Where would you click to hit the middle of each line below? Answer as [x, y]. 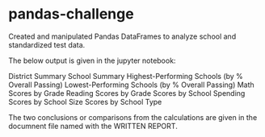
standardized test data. [47, 44]
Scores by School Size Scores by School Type [85, 102]
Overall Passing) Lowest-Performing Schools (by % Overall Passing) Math [131, 85]
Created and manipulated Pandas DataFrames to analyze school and [122, 36]
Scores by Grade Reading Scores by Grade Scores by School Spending [127, 93]
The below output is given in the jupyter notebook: [92, 60]
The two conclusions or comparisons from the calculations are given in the [133, 117]
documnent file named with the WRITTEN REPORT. [93, 126]
